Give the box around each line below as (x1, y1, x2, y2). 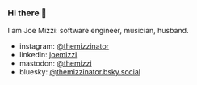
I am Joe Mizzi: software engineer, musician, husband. (7, 26, 189, 36)
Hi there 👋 (7, 7, 48, 19)
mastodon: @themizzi (19, 58, 92, 68)
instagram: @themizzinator (19, 41, 110, 51)
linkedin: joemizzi (19, 50, 78, 60)
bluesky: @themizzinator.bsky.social (19, 67, 140, 77)
